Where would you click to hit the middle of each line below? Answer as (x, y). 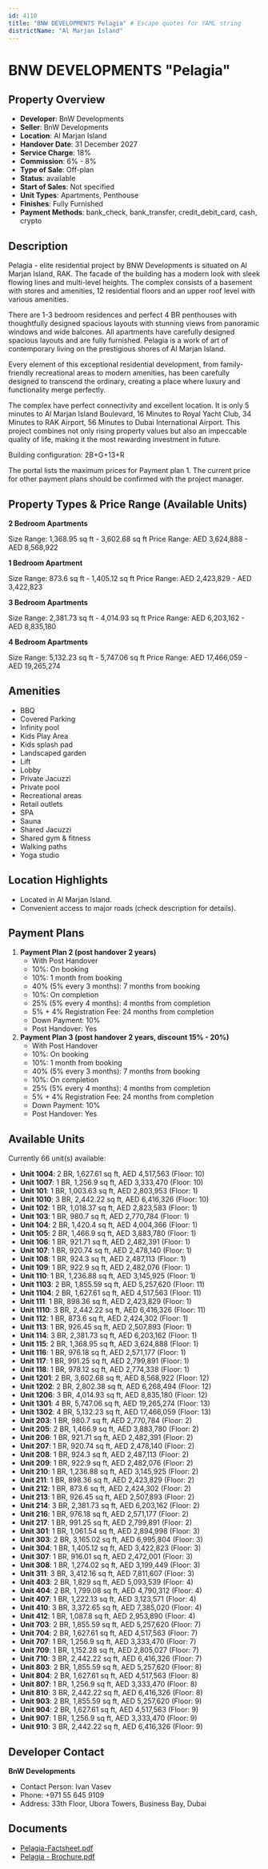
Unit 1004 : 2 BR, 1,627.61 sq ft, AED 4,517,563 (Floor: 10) (112, 1174)
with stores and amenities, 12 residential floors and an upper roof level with (132, 291)
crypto (31, 221)
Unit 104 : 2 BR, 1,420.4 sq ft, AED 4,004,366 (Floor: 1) (109, 1225)
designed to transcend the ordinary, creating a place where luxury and (124, 382)
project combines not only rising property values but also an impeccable (128, 431)
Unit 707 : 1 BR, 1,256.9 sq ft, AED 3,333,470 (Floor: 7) (108, 1642)
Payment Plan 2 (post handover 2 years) (88, 953)
